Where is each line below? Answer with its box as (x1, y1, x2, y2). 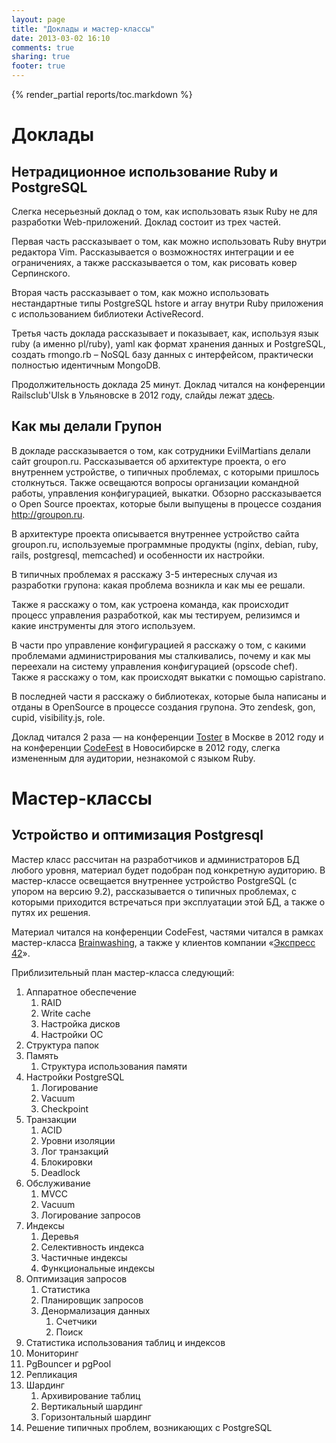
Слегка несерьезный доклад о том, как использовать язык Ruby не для (11, 206, 318, 217)
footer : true (11, 61, 66, 71)
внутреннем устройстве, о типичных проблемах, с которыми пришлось (11, 466, 320, 478)
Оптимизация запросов (25, 1272, 128, 1285)
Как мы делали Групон (11, 418, 163, 435)
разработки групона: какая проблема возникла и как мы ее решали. (11, 579, 306, 591)
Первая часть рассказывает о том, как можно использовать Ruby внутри (11, 236, 327, 247)
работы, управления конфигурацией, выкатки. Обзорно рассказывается (11, 487, 322, 499)
